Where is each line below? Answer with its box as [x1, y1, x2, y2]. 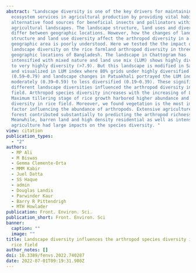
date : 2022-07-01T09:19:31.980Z [6, 258, 85, 264]
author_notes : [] [6, 247, 48, 253]
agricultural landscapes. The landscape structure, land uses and [11, 24, 176, 31]
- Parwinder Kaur [11, 193, 54, 199]
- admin [11, 182, 30, 188]
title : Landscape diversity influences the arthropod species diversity [6, 236, 187, 242]
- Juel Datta [11, 171, 43, 177]
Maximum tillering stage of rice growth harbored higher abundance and [11, 95, 190, 101]
